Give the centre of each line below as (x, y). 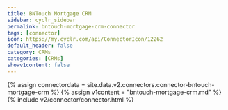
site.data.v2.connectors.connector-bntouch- (150, 84)
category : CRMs (29, 53)
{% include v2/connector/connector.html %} (71, 99)
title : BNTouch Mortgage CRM (49, 13)
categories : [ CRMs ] (35, 59)
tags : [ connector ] (34, 33)
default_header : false (40, 46)
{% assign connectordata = (46, 84)
